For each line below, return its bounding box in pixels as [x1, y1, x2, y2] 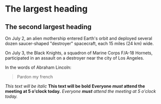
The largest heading [5, 3, 88, 15]
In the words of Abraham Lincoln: [5, 64, 72, 70]
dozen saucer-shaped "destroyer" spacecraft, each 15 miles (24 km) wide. [5, 41, 154, 46]
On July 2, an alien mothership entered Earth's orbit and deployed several [5, 35, 153, 41]
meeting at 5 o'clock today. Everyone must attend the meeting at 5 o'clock [5, 89, 156, 94]
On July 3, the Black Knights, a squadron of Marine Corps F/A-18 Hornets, [5, 50, 153, 56]
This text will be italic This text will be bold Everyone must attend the [5, 83, 145, 89]
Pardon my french [16, 74, 53, 79]
